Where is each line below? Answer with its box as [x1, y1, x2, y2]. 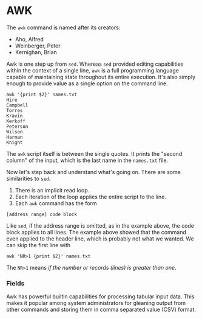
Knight [6, 139, 23, 145]
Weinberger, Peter [15, 42, 61, 49]
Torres [6, 107, 23, 113]
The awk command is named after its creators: [6, 24, 121, 31]
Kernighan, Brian [15, 48, 58, 55]
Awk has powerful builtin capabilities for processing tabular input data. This [6, 293, 195, 300]
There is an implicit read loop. [15, 186, 90, 194]
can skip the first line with [6, 241, 71, 248]
